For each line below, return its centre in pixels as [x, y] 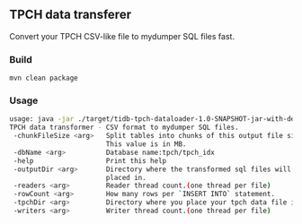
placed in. [126, 177]
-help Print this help [90, 160]
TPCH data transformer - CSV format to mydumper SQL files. [124, 128]
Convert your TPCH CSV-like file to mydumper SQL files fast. [122, 36]
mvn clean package [44, 78]
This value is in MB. [146, 144]
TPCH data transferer [71, 15]
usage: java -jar [42, 119]
